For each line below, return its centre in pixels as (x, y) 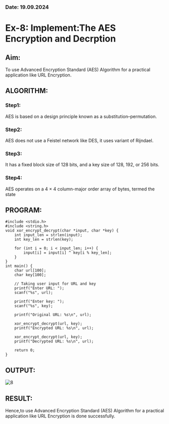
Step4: (14, 178)
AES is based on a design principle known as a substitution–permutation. (81, 116)
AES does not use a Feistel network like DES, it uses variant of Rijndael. (79, 140)
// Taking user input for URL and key (55, 284)
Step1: (13, 105)
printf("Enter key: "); (39, 302)
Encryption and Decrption (61, 39)
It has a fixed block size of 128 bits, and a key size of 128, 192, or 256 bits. (82, 165)
